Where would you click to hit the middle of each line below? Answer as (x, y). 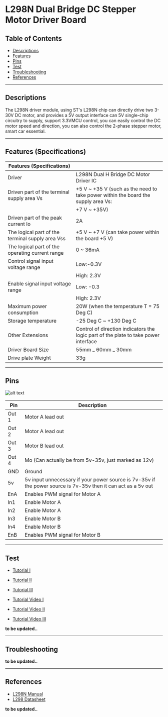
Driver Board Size (28, 349)
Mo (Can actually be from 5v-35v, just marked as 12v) (89, 460)
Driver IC (86, 180)
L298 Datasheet (29, 699)
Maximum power (27, 306)
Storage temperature (32, 321)
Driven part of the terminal (39, 192)
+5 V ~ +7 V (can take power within (117, 232)
